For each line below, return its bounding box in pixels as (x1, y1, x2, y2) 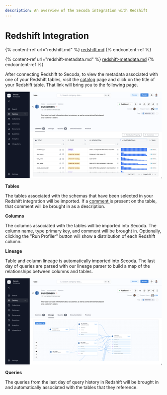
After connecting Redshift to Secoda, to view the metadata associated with (5, 71, 158, 77)
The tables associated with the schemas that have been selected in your (5, 193, 153, 198)
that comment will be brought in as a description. (5, 203, 105, 209)
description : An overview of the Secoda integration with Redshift (5, 8, 148, 13)
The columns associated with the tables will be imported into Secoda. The (5, 222, 157, 228)
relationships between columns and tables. (5, 268, 93, 274)
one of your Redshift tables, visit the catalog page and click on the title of (5, 76, 155, 82)
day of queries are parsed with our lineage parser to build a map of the (5, 263, 150, 269)
